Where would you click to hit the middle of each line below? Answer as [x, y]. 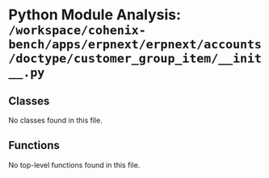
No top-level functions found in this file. [74, 165]
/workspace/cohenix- [78, 30]
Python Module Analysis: [95, 15]
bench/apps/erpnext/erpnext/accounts [135, 45]
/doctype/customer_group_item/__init [135, 58]
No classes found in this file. [55, 120]
